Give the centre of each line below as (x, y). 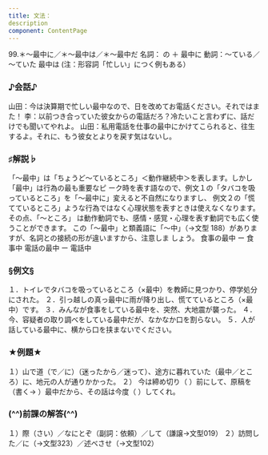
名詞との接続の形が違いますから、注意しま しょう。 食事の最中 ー (137, 238)
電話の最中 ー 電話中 (58, 248)
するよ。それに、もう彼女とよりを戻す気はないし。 (92, 136)
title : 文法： (30, 16)
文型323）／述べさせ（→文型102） (100, 443)
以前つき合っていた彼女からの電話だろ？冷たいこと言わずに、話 (143, 116)
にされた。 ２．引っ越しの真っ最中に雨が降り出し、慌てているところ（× (127, 300)
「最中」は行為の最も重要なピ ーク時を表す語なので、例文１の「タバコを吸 (132, 187)
